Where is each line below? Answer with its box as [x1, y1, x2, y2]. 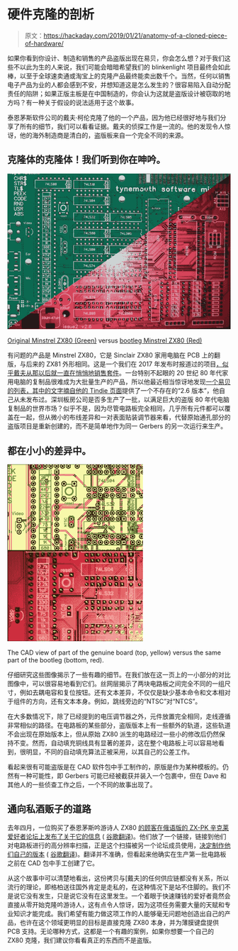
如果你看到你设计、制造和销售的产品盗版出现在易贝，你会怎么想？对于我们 [7, 54, 225, 62]
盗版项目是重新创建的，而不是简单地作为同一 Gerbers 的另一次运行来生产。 [7, 422, 227, 430]
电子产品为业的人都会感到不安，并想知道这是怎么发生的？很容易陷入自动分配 [7, 80, 231, 89]
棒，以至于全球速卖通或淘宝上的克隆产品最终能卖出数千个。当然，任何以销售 [7, 72, 231, 80]
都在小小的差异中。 [7, 445, 91, 457]
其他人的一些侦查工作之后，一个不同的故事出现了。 [7, 781, 157, 789]
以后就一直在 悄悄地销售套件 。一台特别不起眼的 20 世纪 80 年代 [38, 369, 222, 377]
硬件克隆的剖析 [7, 6, 95, 23]
